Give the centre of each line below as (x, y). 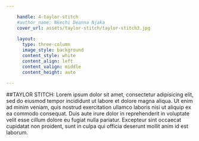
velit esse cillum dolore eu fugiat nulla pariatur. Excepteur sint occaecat (94, 120)
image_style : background (53, 50)
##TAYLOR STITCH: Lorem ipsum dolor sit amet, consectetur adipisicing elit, (100, 95)
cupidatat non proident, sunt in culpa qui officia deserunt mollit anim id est (97, 126)
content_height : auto (49, 72)
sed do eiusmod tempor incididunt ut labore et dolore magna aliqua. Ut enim (99, 101)
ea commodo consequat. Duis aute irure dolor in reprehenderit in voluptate (98, 114)
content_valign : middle (52, 67)
